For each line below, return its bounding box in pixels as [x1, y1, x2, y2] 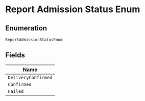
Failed [8, 88, 24, 94]
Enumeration [5, 24, 47, 32]
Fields [5, 51, 26, 59]
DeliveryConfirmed [8, 75, 53, 80]
